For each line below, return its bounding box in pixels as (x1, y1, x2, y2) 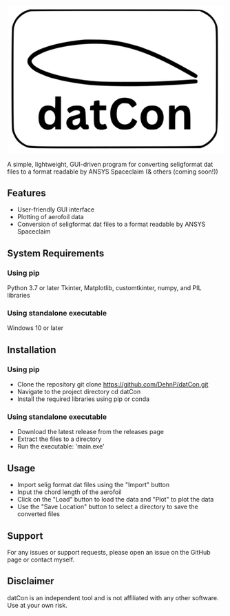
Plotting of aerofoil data (17, 213, 84, 221)
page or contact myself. (7, 555, 74, 564)
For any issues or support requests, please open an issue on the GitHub (7, 548, 211, 556)
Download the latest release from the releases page (17, 428, 164, 436)
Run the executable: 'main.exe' (17, 442, 105, 451)
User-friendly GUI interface (17, 205, 95, 214)
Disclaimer (7, 575, 54, 587)
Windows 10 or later (7, 324, 64, 332)
